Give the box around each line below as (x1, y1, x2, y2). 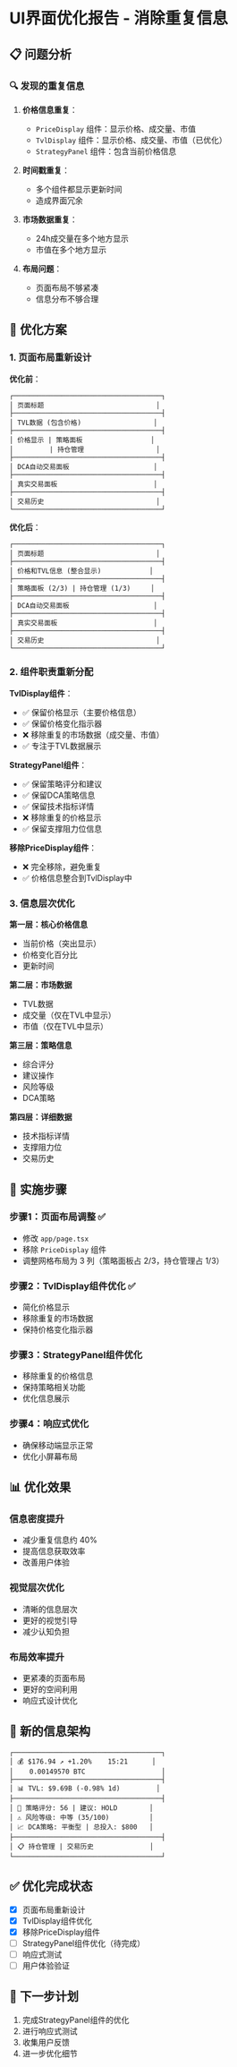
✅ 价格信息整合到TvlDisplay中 (21, 872, 132, 883)
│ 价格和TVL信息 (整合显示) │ (9, 566, 154, 576)
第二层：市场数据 (9, 979, 72, 990)
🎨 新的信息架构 (9, 1724, 91, 1739)
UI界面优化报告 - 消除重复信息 (9, 8, 228, 29)
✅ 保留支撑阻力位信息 (21, 823, 103, 833)
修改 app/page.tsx (21, 1233, 89, 1243)
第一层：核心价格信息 (9, 919, 88, 930)
